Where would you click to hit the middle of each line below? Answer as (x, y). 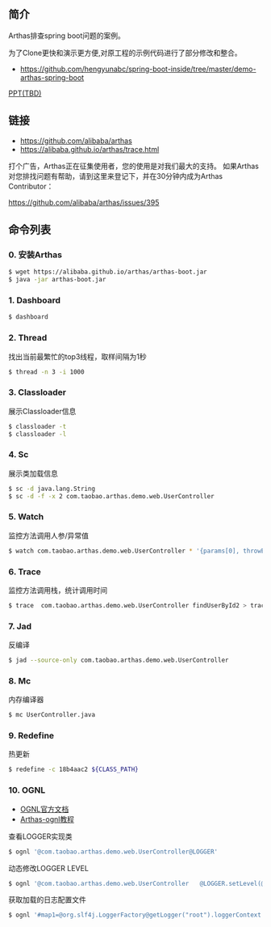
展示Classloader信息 (42, 411)
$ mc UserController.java (52, 715)
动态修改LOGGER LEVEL (48, 868)
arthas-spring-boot (52, 77)
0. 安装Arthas (35, 255)
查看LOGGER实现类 (40, 836)
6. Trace (25, 571)
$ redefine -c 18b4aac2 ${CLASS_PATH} (73, 770)
